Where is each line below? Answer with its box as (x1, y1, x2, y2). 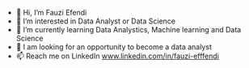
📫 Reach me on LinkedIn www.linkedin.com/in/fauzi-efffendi (15, 51, 220, 61)
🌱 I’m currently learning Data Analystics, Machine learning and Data (15, 25, 242, 34)
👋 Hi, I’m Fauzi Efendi (15, 8, 87, 17)
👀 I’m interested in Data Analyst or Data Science (15, 16, 176, 26)
